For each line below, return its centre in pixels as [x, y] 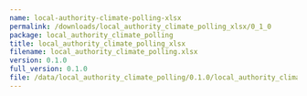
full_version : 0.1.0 [49, 69]
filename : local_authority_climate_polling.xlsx [104, 52]
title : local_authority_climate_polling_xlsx [97, 43]
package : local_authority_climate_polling [91, 35]
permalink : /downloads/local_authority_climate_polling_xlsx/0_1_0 [141, 27]
